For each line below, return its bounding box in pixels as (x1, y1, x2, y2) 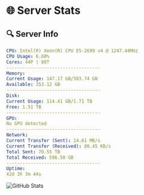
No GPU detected (6, 121, 47, 127)
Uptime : (6, 165, 26, 172)
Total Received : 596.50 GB (6, 155, 74, 161)
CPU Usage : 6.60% (6, 53, 50, 59)
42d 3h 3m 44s (6, 171, 42, 177)
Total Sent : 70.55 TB (6, 149, 61, 155)
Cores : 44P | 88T (6, 59, 50, 65)
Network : (6, 132, 28, 138)
